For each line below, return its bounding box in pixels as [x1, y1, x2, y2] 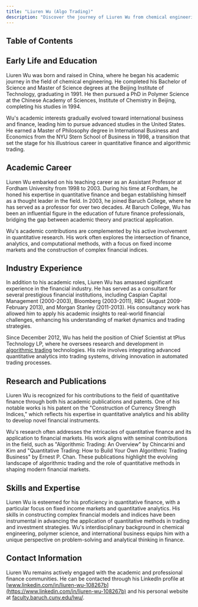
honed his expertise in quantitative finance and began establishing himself [6, 191, 187, 198]
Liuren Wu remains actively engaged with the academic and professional [6, 569, 183, 576]
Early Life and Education [6, 56, 97, 66]
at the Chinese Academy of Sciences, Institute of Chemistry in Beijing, [6, 97, 177, 104]
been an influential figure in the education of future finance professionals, [6, 210, 185, 217]
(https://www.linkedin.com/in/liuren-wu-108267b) [6, 588, 127, 595]
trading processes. [6, 359, 52, 366]
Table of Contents [6, 36, 74, 46]
